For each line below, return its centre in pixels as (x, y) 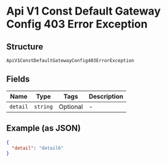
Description (106, 96)
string (44, 107)
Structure (25, 47)
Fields (18, 79)
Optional (71, 107)
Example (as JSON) (43, 128)
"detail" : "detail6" (38, 148)
